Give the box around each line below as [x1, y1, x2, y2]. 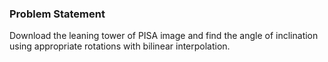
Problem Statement [9, 7, 106, 21]
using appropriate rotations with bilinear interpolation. [9, 40, 231, 52]
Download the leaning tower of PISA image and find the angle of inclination [9, 30, 319, 42]
